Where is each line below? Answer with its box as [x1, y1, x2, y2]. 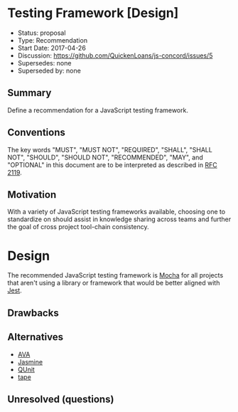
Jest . [7, 286, 23, 295]
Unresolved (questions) [7, 393, 114, 405]
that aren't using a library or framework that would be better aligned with [7, 279, 220, 287]
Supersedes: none [17, 58, 72, 67]
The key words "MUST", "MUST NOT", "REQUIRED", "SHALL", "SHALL [7, 145, 213, 154]
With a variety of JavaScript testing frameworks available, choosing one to [7, 208, 226, 216]
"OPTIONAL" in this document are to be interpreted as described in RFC [7, 160, 218, 169]
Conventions [7, 127, 66, 139]
